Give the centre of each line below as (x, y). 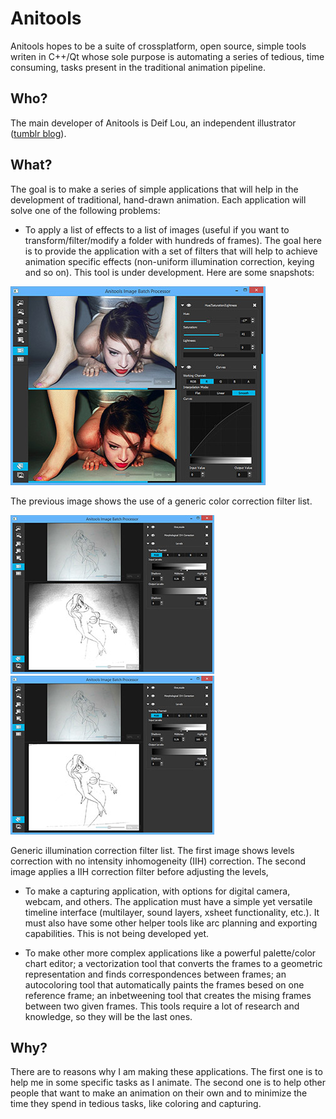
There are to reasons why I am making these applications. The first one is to (166, 1072)
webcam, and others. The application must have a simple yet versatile (168, 901)
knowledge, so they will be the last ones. (108, 1016)
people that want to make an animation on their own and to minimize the (159, 1093)
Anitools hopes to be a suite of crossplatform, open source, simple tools (158, 46)
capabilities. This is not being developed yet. (117, 933)
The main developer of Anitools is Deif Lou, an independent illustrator (153, 123)
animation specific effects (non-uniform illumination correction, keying (169, 261)
